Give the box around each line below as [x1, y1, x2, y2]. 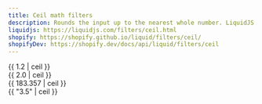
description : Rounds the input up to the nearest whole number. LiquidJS [8, 19, 255, 27]
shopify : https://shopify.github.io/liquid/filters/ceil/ [8, 33, 202, 41]
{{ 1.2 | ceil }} [8, 62, 51, 71]
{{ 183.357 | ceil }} [8, 79, 67, 88]
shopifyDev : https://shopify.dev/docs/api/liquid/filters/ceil [8, 41, 220, 48]
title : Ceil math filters [8, 11, 93, 20]
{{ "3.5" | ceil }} [8, 87, 58, 96]
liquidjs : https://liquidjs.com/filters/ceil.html [8, 26, 177, 34]
